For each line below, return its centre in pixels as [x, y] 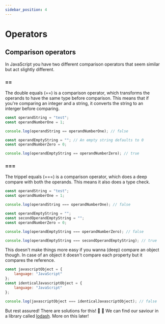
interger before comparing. [32, 108]
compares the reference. [30, 260]
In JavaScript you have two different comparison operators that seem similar [82, 64]
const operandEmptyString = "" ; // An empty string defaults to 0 [74, 140]
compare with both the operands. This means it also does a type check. [78, 182]
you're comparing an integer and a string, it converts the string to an [74, 103]
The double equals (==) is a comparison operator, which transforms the [77, 93]
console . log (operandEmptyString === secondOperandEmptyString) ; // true [81, 240]
